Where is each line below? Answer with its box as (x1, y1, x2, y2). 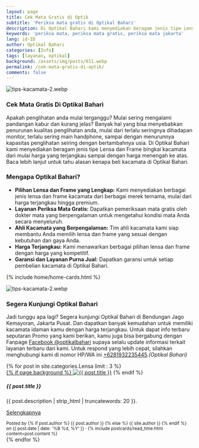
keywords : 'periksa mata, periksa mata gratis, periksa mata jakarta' (6, 31, 184, 37)
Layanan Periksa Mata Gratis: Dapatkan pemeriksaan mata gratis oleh (14, 205, 188, 212)
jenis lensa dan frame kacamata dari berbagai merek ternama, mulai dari (14, 192, 192, 199)
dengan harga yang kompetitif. (14, 249, 90, 256)
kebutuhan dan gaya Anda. (14, 237, 81, 244)
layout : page (6, 8, 38, 15)
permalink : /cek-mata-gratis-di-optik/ (6, 63, 105, 70)
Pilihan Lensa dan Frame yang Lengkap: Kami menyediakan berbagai (14, 186, 186, 193)
